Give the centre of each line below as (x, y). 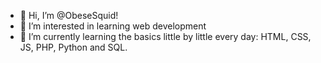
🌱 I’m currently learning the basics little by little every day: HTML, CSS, (165, 36)
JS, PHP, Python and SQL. (73, 47)
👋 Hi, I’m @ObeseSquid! (69, 15)
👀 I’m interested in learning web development (113, 26)
